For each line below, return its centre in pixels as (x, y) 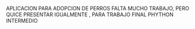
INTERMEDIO (22, 21)
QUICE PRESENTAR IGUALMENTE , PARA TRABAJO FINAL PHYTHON (90, 14)
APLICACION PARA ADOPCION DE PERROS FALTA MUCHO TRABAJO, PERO (98, 8)
